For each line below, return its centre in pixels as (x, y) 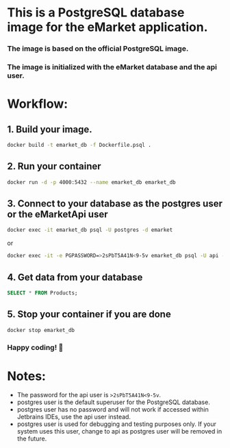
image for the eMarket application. (107, 27)
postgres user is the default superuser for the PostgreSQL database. (113, 402)
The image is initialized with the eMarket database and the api (112, 67)
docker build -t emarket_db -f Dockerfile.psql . (79, 145)
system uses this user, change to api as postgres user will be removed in (119, 432)
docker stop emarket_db (41, 330)
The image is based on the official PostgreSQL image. (98, 49)
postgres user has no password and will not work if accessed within (113, 410)
